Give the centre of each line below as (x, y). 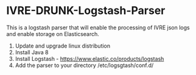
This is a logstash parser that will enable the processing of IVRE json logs (98, 27)
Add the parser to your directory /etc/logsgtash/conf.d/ (84, 65)
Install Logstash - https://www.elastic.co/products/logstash (89, 59)
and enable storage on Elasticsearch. (53, 34)
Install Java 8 (32, 52)
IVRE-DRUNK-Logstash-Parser (86, 11)
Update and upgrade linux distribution (63, 46)
